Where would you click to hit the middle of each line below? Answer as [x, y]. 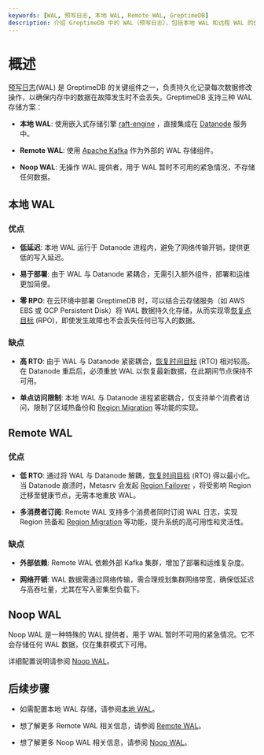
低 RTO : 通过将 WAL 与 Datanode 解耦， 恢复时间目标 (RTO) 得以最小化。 [137, 476]
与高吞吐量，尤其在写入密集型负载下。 [81, 589]
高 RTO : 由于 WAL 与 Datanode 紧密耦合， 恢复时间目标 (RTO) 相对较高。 [137, 361]
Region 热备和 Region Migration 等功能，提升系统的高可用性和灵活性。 [134, 522]
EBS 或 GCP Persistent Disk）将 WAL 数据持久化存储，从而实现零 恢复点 [135, 311]
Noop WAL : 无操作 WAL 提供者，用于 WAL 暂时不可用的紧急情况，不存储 [137, 167]
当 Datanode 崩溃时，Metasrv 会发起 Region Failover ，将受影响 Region [135, 485]
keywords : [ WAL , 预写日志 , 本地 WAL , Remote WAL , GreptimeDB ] [108, 15]
